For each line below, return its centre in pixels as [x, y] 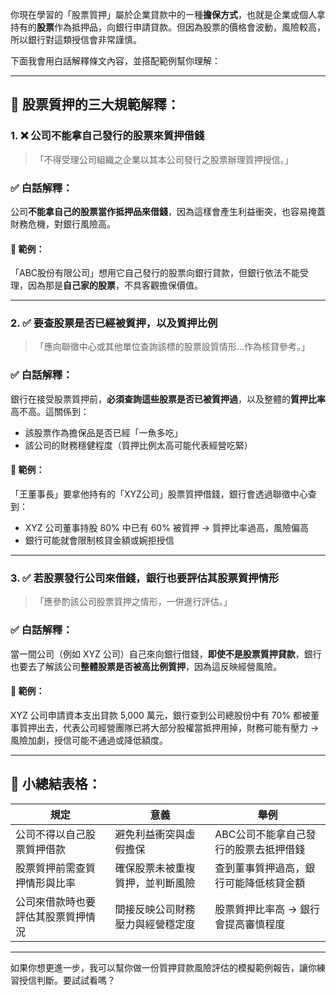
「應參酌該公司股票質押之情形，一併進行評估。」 [133, 602]
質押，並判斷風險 [155, 883]
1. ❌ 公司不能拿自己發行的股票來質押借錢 [107, 136]
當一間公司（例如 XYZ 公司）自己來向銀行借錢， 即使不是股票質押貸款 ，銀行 [166, 654]
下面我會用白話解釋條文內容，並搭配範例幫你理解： [115, 61]
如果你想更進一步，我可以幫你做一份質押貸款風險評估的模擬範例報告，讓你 [163, 967]
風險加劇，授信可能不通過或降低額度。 [89, 740]
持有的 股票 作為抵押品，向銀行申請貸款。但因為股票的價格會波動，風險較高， [168, 27]
